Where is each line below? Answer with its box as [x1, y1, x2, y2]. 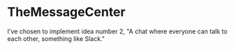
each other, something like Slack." [7, 34, 105, 42]
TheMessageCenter [7, 4, 126, 20]
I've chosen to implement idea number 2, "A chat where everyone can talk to [7, 27, 228, 35]
